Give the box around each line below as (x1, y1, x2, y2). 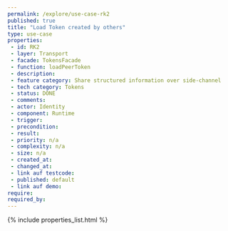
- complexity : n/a (10, 143, 66, 150)
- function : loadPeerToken (10, 63, 91, 71)
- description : (10, 70, 56, 77)
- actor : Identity (10, 103, 66, 111)
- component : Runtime (10, 110, 75, 117)
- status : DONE (10, 90, 56, 97)
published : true (7, 17, 56, 24)
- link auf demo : (10, 183, 62, 190)
